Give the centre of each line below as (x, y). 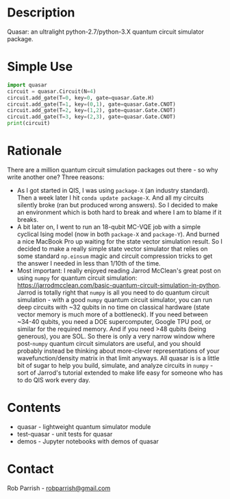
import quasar (27, 85)
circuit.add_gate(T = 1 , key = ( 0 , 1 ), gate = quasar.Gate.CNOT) (91, 104)
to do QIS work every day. (54, 380)
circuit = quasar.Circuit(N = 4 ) (52, 91)
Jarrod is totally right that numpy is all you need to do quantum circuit (113, 292)
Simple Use (40, 67)
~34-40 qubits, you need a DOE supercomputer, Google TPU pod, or (114, 321)
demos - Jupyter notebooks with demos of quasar (88, 441)
